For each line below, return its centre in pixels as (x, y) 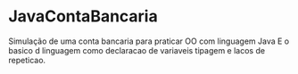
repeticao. (27, 60)
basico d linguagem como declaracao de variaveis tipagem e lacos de (137, 50)
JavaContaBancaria (83, 16)
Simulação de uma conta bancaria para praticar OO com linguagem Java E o (149, 41)
